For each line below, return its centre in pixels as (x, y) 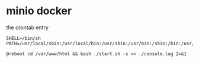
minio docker (39, 11)
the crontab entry (28, 27)
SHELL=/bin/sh (24, 38)
